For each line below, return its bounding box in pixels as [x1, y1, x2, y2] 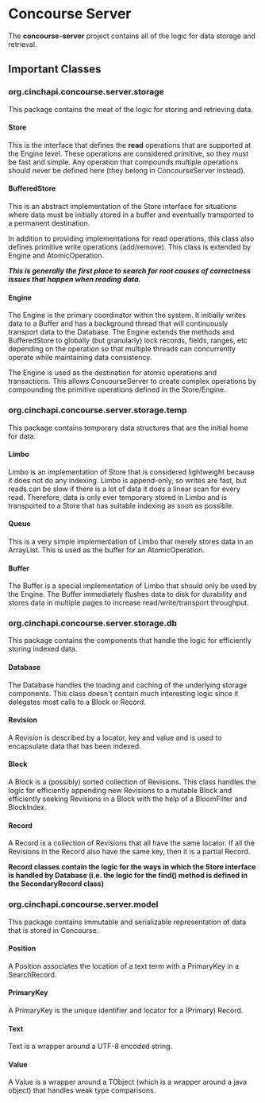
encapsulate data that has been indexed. [8, 741, 141, 751]
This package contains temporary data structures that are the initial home [8, 423, 248, 432]
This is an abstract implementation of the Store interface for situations [8, 202, 237, 211]
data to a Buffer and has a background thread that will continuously [8, 319, 229, 328]
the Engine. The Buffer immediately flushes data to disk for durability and [8, 590, 248, 599]
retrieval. [8, 39, 37, 48]
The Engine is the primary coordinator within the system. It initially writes [8, 311, 246, 320]
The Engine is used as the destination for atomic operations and [8, 368, 217, 377]
